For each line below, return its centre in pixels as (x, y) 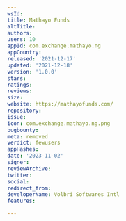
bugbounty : (23, 130)
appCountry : (24, 53)
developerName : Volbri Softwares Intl (63, 195)
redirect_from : (29, 188)
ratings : (20, 85)
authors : (20, 33)
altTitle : (22, 26)
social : (18, 181)
